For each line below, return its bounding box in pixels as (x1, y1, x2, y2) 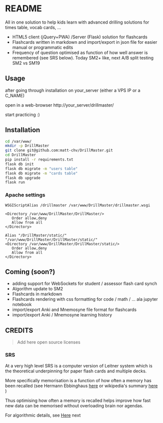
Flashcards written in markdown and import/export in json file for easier (12, 39, 158, 45)
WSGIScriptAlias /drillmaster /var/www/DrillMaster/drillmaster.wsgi (5, 202, 151, 208)
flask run (5, 180, 26, 185)
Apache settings (5, 192, 46, 198)
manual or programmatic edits (12, 44, 74, 50)
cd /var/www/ (5, 139, 32, 144)
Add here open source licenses (17, 339, 81, 345)
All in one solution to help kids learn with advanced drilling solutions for (5, 19, 150, 25)
